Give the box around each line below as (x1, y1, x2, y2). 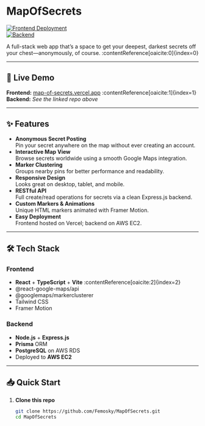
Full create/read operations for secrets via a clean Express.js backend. (15, 193, 193, 201)
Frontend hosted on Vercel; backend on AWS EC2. (15, 219, 142, 226)
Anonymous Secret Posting (15, 135, 87, 142)
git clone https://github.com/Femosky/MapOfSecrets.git (15, 408, 160, 414)
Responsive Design (15, 174, 66, 181)
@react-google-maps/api (15, 285, 79, 292)
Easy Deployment (15, 212, 61, 220)
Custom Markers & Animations (15, 200, 95, 207)
